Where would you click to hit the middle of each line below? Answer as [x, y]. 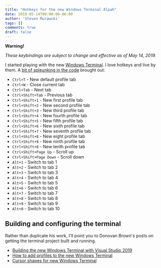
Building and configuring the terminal [63, 224]
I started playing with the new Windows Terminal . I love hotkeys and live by [80, 65]
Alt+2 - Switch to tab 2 [35, 167]
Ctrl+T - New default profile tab [44, 79]
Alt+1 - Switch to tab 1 [34, 162]
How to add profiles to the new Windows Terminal [62, 255]
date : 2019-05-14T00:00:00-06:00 [39, 14]
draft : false [18, 32]
